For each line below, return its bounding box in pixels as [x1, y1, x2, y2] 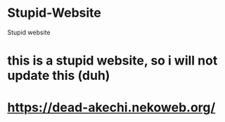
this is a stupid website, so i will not [7, 53, 218, 69]
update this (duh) [7, 68, 110, 83]
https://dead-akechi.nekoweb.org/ [7, 100, 216, 116]
